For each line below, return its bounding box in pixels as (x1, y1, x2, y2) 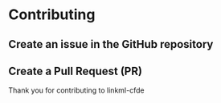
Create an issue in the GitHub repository (8, 38, 214, 51)
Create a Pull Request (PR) (8, 64, 143, 77)
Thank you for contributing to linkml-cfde (8, 85, 145, 95)
